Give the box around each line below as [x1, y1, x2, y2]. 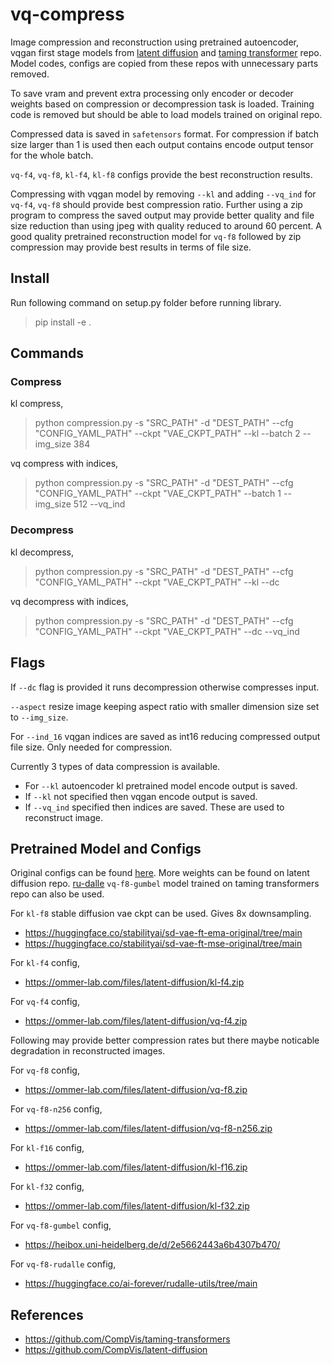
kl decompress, [10, 546, 74, 558]
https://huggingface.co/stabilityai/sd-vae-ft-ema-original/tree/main [24, 927, 303, 939]
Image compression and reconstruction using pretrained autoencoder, [10, 36, 300, 48]
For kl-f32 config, [10, 1181, 85, 1193]
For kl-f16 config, [10, 1142, 85, 1154]
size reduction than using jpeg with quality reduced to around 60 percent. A [10, 219, 322, 232]
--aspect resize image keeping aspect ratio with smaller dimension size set [10, 700, 320, 712]
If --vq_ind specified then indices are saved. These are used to [24, 801, 285, 813]
